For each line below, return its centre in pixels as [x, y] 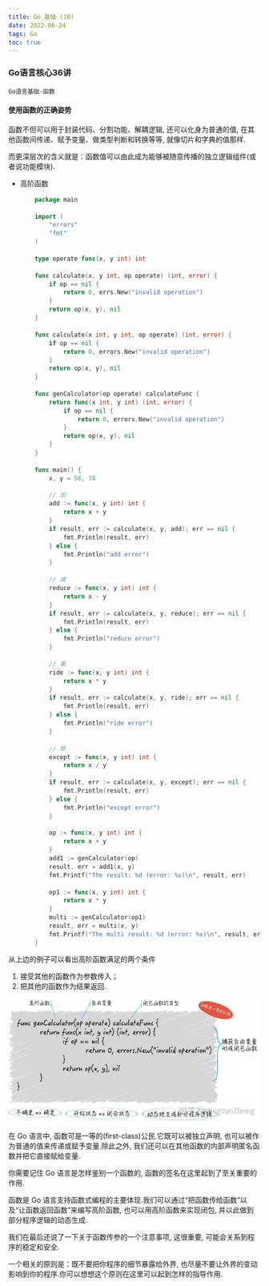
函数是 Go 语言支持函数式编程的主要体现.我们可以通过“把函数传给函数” [124, 1200]
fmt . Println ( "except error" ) [112, 808]
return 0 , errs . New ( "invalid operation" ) [133, 292]
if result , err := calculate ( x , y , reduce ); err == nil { [148, 613]
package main [56, 199]
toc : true [25, 42]
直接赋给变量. [58, 1156]
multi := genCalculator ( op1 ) [98, 918]
